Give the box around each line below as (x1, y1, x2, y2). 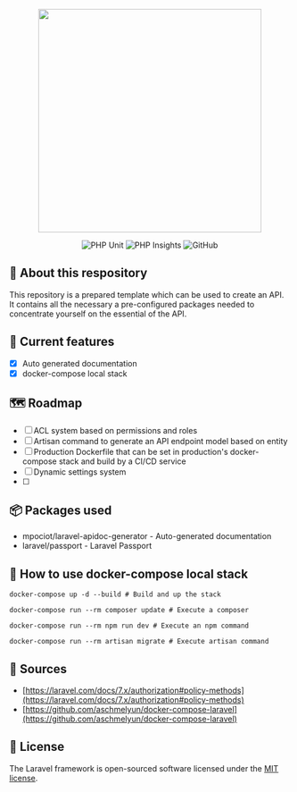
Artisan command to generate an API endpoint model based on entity (33, 435, 288, 446)
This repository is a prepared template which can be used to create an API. (9, 289, 285, 299)
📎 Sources (9, 661, 68, 677)
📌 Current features (9, 334, 115, 350)
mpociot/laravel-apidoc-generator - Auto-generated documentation (21, 531, 272, 542)
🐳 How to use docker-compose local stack (9, 566, 248, 581)
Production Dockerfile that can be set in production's (33, 446, 229, 457)
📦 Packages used (9, 502, 112, 518)
